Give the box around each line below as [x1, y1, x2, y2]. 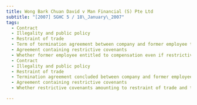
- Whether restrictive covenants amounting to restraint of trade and [11, 85, 188, 91]
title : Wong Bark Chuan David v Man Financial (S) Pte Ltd [6, 8, 154, 15]
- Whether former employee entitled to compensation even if [11, 52, 164, 58]
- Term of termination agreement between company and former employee [11, 42, 188, 48]
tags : [6, 19, 19, 25]
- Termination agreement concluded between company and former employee [11, 74, 193, 80]
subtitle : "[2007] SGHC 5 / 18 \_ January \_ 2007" [6, 14, 125, 20]
